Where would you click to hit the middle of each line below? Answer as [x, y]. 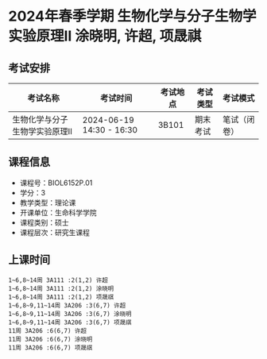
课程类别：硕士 [44, 222]
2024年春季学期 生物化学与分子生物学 [132, 16]
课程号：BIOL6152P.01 [56, 183]
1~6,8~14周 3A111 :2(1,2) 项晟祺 [61, 297]
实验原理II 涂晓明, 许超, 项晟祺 [105, 36]
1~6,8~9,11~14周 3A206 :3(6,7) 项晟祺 [70, 322]
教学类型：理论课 [48, 203]
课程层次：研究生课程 [54, 232]
